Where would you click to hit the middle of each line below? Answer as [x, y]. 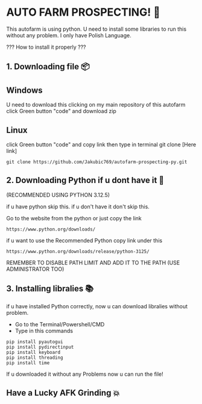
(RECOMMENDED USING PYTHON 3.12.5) [58, 194]
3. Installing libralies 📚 [50, 289]
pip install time [28, 363]
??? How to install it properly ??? [46, 47]
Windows [24, 90]
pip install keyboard [33, 352]
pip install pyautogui [35, 342]
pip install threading [35, 358]
